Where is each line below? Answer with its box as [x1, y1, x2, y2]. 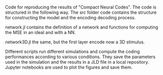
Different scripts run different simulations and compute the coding [5, 49, 140, 54]
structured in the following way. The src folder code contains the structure [5, 9, 157, 15]
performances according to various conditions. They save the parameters [5, 54, 156, 60]
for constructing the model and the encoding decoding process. [5, 15, 136, 20]
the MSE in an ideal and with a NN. [5, 30, 76, 35]
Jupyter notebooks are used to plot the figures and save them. [5, 64, 133, 70]
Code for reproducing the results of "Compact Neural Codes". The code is [5, 4, 157, 10]
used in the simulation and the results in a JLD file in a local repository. [5, 59, 150, 65]
